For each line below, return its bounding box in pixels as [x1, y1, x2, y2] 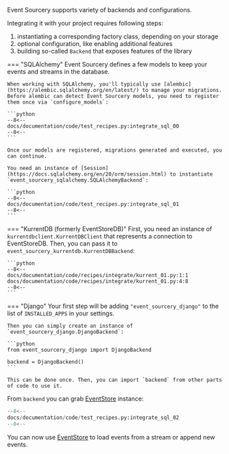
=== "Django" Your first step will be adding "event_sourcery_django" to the [7, 302, 219, 310]
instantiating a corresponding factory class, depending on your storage [16, 32, 219, 40]
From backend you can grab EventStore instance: [7, 394, 144, 403]
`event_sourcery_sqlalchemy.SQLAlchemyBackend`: [7, 177, 149, 184]
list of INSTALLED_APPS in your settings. [7, 309, 114, 318]
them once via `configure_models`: [7, 99, 109, 106]
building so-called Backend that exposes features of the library [16, 47, 193, 55]
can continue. [7, 153, 48, 160]
